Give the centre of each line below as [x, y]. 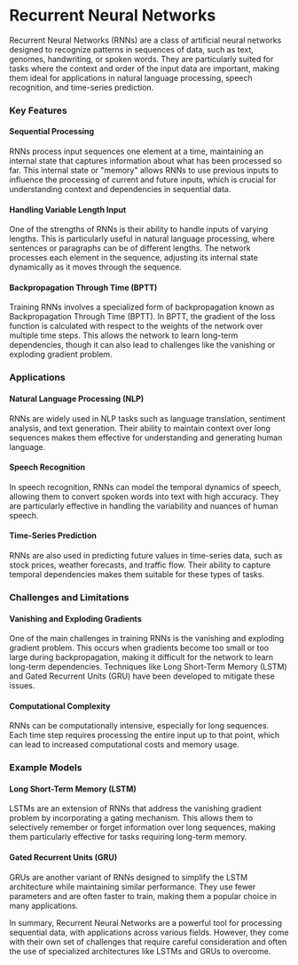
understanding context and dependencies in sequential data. [120, 189]
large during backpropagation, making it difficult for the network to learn [141, 657]
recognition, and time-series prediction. [82, 87]
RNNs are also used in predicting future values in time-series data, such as [146, 555]
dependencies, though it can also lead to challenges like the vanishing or [142, 345]
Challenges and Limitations [69, 597]
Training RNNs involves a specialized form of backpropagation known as [142, 307]
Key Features [39, 110]
